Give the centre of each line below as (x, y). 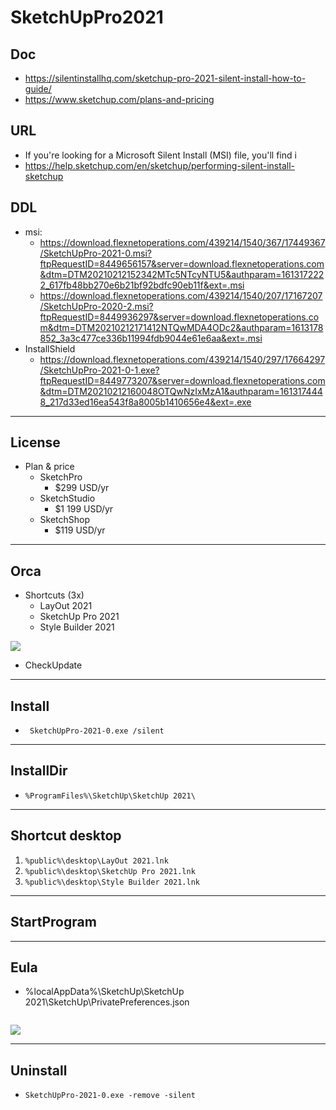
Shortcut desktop (66, 836)
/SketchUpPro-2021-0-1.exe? (99, 370)
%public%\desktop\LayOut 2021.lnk (96, 861)
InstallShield (50, 348)
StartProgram (53, 922)
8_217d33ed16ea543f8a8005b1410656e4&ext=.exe (145, 402)
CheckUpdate (53, 665)
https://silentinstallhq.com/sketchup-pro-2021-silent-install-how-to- (165, 78)
